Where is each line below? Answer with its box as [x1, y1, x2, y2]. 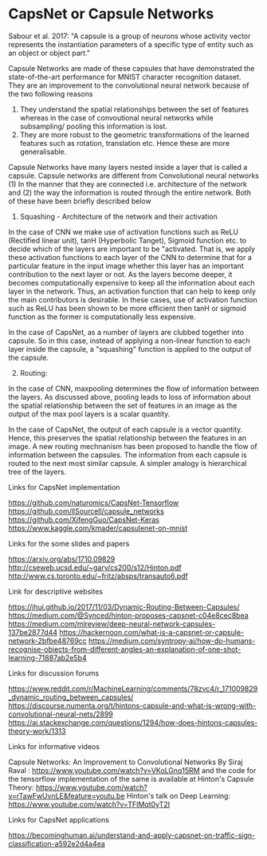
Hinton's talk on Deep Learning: [126, 791, 231, 800]
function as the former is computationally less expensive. [8, 312, 196, 321]
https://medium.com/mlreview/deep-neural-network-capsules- [8, 619, 216, 629]
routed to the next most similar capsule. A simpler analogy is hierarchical [8, 458, 247, 467]
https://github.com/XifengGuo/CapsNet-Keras [8, 515, 159, 524]
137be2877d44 [8, 627, 58, 637]
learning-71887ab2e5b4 [8, 653, 87, 662]
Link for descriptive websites [8, 586, 104, 596]
